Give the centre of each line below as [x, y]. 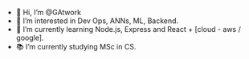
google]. [30, 37]
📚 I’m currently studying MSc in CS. [76, 47]
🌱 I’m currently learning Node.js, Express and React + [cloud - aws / [128, 29]
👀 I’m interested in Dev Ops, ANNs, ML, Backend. [97, 21]
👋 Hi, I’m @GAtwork [49, 12]
